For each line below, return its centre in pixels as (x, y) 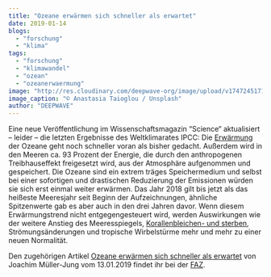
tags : (17, 53)
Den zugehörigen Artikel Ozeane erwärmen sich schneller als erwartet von (132, 256)
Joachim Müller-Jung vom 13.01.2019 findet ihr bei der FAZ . (107, 265)
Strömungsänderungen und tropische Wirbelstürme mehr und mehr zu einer (135, 232)
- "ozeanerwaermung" (50, 83)
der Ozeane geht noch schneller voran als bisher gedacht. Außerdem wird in (135, 146)
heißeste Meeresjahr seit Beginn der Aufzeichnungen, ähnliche (113, 198)
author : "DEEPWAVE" (41, 106)
